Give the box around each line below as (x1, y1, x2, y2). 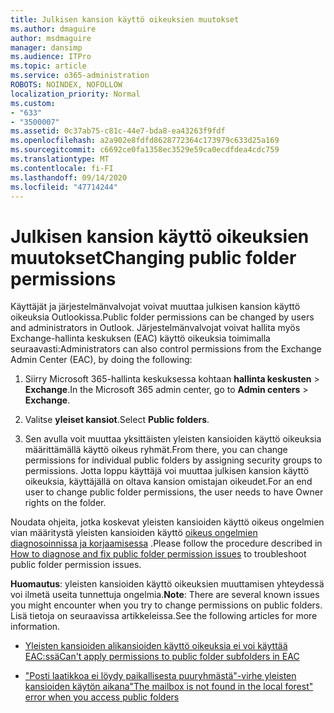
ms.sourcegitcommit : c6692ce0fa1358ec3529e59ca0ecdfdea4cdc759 (10, 145, 280, 155)
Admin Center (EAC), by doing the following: (10, 354, 193, 366)
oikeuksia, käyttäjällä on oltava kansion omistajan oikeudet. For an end (24, 476, 313, 488)
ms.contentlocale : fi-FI (10, 163, 114, 173)
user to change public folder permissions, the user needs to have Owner (24, 486, 324, 498)
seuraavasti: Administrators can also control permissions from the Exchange (10, 343, 322, 355)
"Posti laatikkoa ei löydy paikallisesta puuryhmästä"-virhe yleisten (24, 670, 297, 682)
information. (10, 621, 61, 633)
